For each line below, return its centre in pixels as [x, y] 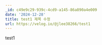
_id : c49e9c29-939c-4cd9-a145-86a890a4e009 [51, 10]
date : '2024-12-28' [25, 14]
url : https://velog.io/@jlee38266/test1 [48, 24]
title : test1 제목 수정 [28, 19]
